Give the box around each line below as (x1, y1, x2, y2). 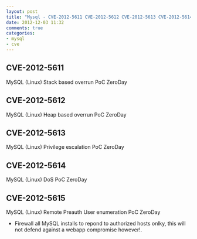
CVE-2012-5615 (6, 193, 66, 203)
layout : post (6, 8, 38, 15)
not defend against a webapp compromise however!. (14, 226, 142, 233)
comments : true (6, 25, 43, 31)
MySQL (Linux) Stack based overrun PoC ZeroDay (6, 78, 128, 86)
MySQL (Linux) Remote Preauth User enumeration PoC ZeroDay (6, 209, 161, 216)
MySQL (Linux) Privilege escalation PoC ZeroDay (6, 144, 124, 151)
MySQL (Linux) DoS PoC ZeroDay (6, 176, 87, 183)
